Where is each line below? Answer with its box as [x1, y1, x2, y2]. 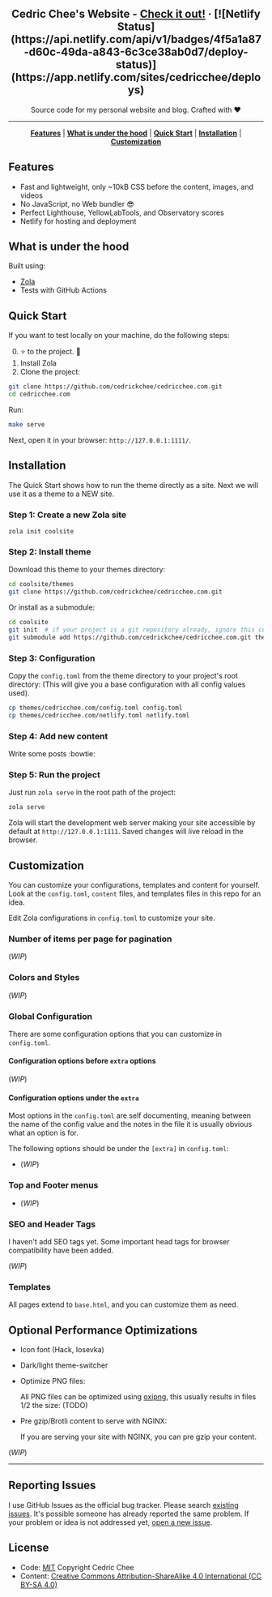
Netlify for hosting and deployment [19, 216, 137, 226]
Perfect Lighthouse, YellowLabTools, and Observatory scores [19, 208, 224, 217]
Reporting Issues [8, 1479, 96, 1492]
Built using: [8, 261, 46, 271]
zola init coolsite [8, 527, 74, 535]
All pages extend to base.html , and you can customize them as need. [8, 1299, 239, 1309]
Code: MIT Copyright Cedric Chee [19, 1562, 135, 1572]
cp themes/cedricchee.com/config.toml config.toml [8, 704, 183, 712]
